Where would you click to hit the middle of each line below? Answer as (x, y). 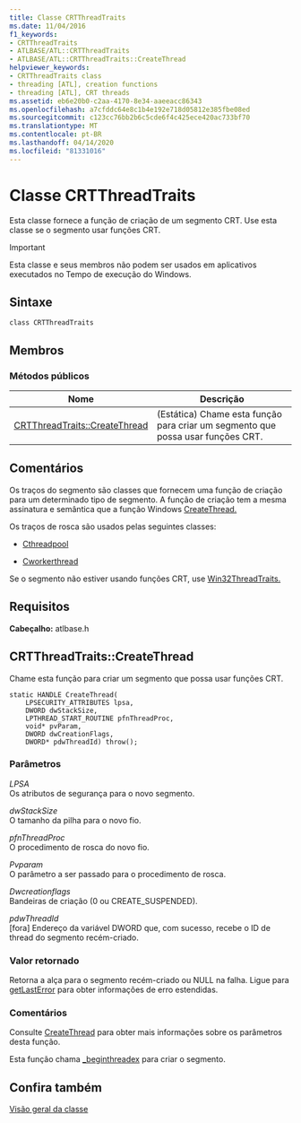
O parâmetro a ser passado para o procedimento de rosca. (118, 874)
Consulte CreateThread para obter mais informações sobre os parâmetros (146, 1032)
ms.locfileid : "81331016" (57, 151)
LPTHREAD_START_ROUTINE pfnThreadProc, (100, 718)
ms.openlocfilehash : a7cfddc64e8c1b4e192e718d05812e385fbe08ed (130, 109)
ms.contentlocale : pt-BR (56, 135)
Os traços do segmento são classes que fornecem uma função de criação (146, 490)
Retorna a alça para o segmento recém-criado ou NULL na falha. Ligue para (149, 980)
